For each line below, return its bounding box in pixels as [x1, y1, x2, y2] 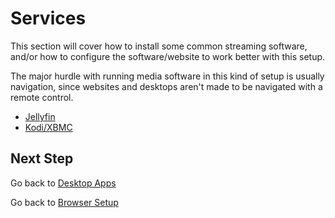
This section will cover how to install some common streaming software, [10, 40, 308, 52]
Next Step [10, 150, 74, 167]
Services [10, 7, 87, 30]
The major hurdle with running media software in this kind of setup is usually [10, 70, 325, 82]
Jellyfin [24, 110, 56, 122]
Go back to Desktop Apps [10, 177, 117, 189]
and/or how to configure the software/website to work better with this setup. [10, 50, 326, 62]
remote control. [10, 91, 74, 103]
